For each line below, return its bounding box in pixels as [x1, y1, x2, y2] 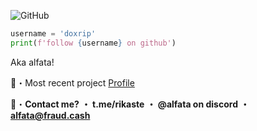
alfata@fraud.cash [10, 109, 91, 121]
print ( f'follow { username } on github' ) [10, 38, 177, 48]
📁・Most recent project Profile [10, 76, 135, 89]
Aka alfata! [10, 56, 55, 68]
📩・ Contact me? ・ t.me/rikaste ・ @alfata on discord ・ [10, 98, 250, 110]
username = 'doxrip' [10, 29, 97, 39]
